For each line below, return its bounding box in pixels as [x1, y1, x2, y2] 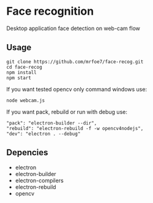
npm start [6, 75, 32, 81]
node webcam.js [6, 97, 45, 104]
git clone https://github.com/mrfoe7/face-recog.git [6, 58, 144, 65]
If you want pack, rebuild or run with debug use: [6, 108, 127, 115]
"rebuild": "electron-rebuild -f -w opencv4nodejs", [6, 125, 144, 131]
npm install [6, 69, 37, 75]
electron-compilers [15, 177, 64, 184]
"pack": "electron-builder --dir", [6, 120, 97, 126]
